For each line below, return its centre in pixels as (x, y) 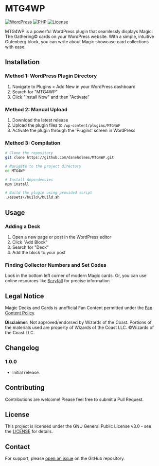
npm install (17, 184)
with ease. (15, 47)
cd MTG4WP (15, 171)
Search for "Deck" (30, 247)
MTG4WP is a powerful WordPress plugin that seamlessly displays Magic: (79, 31)
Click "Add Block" (30, 242)
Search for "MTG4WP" (35, 92)
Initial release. (26, 372)
